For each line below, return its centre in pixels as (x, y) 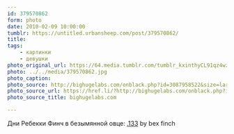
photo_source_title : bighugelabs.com (62, 98)
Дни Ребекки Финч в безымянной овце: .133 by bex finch (91, 123)
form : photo (24, 20)
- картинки (36, 53)
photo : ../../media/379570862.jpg (57, 72)
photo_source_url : (34, 91)
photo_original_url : (37, 65)
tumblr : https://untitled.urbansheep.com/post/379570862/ (93, 33)
